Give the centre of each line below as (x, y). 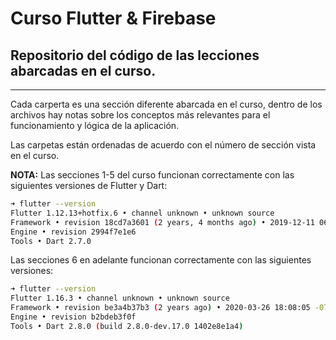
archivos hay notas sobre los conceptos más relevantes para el (140, 115)
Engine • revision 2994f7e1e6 (73, 232)
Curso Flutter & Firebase (113, 18)
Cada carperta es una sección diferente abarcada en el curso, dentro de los (166, 104)
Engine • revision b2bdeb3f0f (73, 317)
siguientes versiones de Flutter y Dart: (89, 185)
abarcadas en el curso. (83, 70)
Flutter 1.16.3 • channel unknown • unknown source (120, 298)
